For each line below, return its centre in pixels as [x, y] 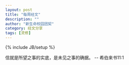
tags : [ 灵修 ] [18, 33]
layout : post [19, 10]
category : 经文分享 [24, 28]
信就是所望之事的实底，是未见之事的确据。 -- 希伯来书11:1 [64, 57]
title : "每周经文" [23, 14]
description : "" [22, 19]
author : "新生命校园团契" [30, 24]
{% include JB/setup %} [30, 47]
